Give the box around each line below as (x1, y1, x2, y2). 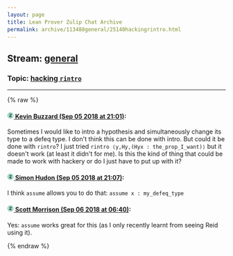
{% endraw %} (7, 241, 50, 250)
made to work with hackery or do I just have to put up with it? (7, 157, 182, 166)
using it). (7, 228, 33, 237)
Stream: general (7, 52, 78, 64)
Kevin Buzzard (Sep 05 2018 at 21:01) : (15, 112, 127, 120)
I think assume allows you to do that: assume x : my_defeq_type (7, 189, 184, 198)
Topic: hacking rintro (7, 73, 82, 83)
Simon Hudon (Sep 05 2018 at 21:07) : (15, 173, 125, 182)
